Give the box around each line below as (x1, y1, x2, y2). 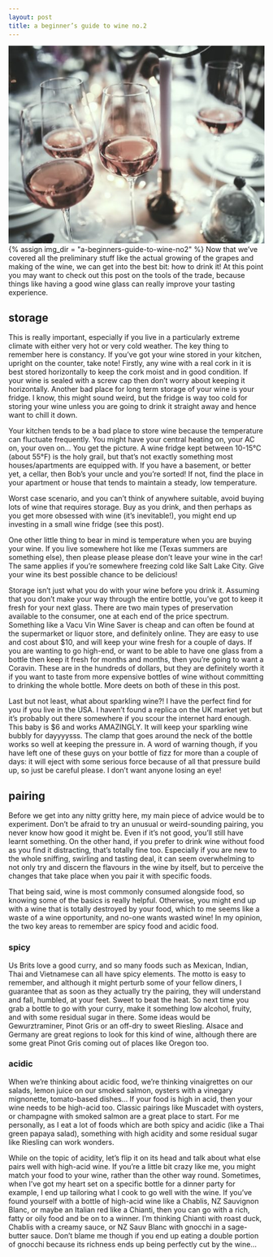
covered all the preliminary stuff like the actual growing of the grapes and (8, 253, 254, 263)
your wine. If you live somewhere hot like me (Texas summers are (8, 544, 227, 554)
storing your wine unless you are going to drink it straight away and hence (8, 402, 257, 411)
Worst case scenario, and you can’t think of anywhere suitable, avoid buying (8, 494, 264, 503)
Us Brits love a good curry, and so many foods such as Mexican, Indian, (8, 960, 249, 970)
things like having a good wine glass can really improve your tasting (8, 279, 236, 289)
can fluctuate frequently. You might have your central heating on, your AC (8, 435, 255, 445)
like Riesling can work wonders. (8, 1137, 115, 1146)
